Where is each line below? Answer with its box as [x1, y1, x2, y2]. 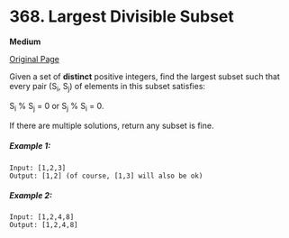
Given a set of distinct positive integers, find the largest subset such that [9, 70, 281, 82]
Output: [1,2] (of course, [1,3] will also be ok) [9, 171, 203, 180]
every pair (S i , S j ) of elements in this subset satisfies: [9, 80, 205, 94]
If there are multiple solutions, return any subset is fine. [9, 120, 214, 131]
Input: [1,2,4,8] [9, 213, 75, 222]
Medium [9, 36, 41, 47]
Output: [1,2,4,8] [9, 221, 78, 230]
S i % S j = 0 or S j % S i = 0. [9, 100, 104, 114]
